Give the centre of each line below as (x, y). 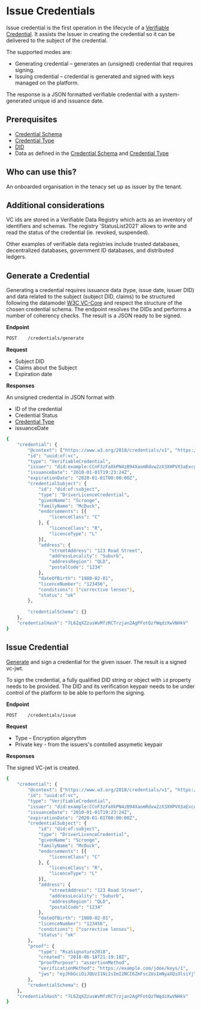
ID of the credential (39, 409)
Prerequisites (32, 120)
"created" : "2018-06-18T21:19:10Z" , (84, 957)
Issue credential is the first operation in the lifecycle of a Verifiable (88, 28)
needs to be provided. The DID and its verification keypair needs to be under (100, 686)
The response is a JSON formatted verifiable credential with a (82, 94)
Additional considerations (55, 205)
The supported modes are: (39, 52)
